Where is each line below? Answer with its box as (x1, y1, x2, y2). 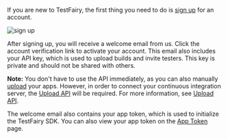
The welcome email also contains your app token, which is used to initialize (7, 110, 219, 118)
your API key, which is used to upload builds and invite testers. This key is (7, 54, 216, 62)
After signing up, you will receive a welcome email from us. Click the (7, 40, 200, 47)
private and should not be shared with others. (7, 62, 136, 69)
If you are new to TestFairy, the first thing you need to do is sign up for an (7, 6, 214, 14)
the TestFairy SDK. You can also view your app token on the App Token (7, 117, 208, 125)
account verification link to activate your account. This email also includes (7, 47, 216, 55)
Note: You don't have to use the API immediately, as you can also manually (7, 75, 218, 83)
